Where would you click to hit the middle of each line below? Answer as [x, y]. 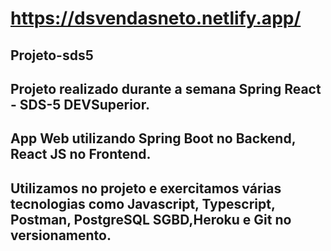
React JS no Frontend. [81, 154]
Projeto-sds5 [52, 55]
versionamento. [61, 235]
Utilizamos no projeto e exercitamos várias [146, 188]
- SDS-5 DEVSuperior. [80, 104]
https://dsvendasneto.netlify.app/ [156, 18]
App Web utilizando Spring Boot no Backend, [153, 138]
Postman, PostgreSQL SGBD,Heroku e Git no [151, 219]
